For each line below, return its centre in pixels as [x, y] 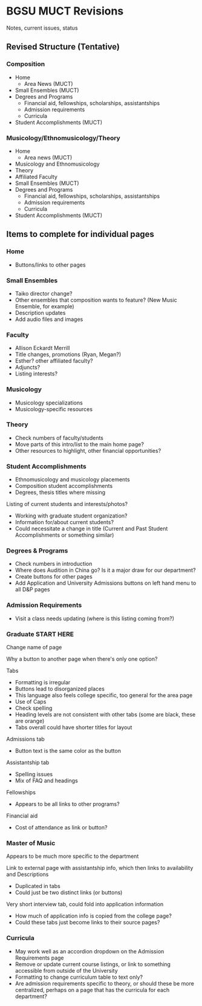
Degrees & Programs [37, 551]
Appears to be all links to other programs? [67, 804]
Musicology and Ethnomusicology [57, 164]
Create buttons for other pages [54, 577]
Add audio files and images [49, 319]
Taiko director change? [44, 293]
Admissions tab [26, 739]
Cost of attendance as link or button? [61, 827]
